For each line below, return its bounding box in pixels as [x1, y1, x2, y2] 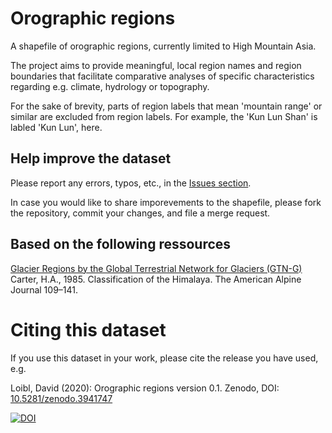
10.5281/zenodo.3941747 [10, 392, 113, 404]
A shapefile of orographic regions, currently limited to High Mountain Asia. [10, 40, 317, 52]
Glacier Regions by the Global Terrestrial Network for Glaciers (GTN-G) [10, 262, 303, 274]
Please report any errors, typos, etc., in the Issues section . [10, 177, 252, 189]
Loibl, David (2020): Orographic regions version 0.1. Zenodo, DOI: [10, 382, 280, 394]
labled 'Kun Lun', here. [10, 121, 103, 133]
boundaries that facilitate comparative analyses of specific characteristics [10, 70, 315, 82]
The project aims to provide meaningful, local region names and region [10, 59, 302, 71]
